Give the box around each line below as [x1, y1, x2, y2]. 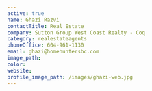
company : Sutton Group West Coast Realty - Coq [7, 29, 146, 36]
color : [7, 61, 26, 68]
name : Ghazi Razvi [7, 16, 60, 23]
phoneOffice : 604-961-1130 [7, 42, 84, 49]
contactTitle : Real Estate [7, 23, 84, 29]
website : [7, 67, 32, 74]
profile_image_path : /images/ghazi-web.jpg [7, 73, 134, 81]
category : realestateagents [7, 36, 88, 42]
